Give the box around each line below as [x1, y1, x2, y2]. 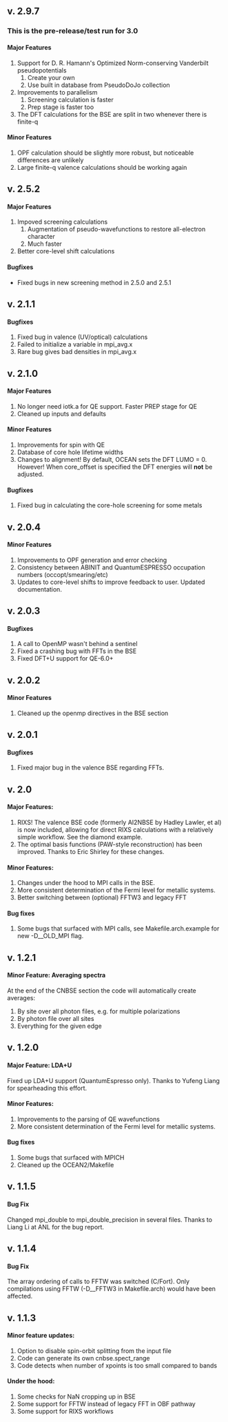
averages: [7, 994, 36, 1002]
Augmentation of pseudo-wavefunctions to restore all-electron [27, 225, 206, 233]
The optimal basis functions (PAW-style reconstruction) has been [17, 840, 203, 848]
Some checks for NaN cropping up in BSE [17, 1392, 136, 1401]
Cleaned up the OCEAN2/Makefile [17, 1161, 114, 1169]
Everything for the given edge [17, 1022, 102, 1031]
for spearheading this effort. [7, 1084, 87, 1092]
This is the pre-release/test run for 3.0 [7, 26, 138, 36]
